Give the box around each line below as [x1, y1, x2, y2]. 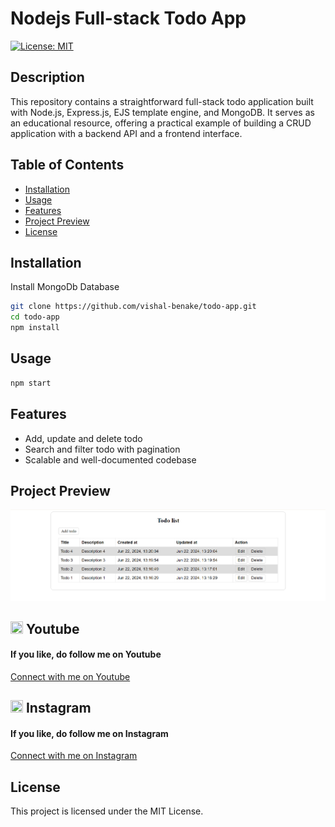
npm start [10, 378, 52, 388]
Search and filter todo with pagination [24, 443, 181, 455]
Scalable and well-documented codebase [24, 453, 197, 466]
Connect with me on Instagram [10, 750, 138, 762]
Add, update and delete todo [24, 432, 143, 444]
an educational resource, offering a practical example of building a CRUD [10, 117, 312, 129]
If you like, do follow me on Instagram [10, 727, 169, 739]
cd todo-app [10, 312, 60, 322]
